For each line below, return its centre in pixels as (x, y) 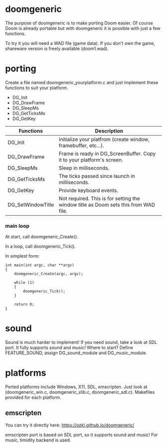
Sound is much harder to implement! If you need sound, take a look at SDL (81, 342)
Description (109, 131)
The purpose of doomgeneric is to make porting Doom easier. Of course (79, 23)
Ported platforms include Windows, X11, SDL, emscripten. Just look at (76, 387)
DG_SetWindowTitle (31, 204)
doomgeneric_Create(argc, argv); (49, 274)
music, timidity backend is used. (38, 440)
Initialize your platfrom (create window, (104, 139)
